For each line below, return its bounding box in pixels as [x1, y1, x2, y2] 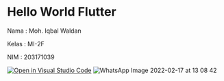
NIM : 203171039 [7, 52, 55, 61]
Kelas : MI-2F [7, 39, 45, 48]
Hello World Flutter [7, 4, 116, 20]
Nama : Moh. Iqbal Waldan [7, 27, 82, 35]
